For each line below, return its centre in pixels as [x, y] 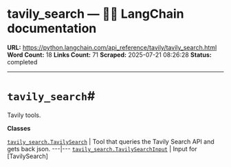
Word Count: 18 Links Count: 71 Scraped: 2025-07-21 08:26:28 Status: [109, 55]
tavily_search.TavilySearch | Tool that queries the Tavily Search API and [111, 141]
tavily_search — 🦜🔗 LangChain [96, 14]
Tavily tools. [24, 115]
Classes [19, 128]
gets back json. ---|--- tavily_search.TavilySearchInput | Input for [102, 149]
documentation [52, 28]
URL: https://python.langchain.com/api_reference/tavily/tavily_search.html [112, 47]
